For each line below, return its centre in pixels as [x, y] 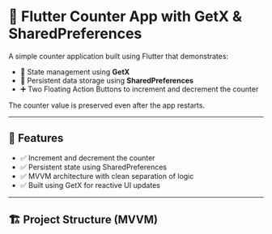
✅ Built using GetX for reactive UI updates [90, 185]
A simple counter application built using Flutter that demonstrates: [119, 56]
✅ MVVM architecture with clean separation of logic [107, 176]
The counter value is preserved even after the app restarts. [106, 105]
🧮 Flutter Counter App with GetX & [125, 17]
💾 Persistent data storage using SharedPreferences [107, 80]
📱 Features [36, 138]
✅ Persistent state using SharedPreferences [93, 167]
